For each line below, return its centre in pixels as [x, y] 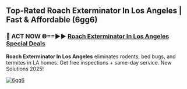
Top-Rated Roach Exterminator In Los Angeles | [94, 11]
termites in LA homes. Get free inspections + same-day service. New [89, 62]
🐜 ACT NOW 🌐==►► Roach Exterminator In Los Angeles [88, 37]
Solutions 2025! [25, 69]
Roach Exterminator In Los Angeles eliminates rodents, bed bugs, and [91, 56]
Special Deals [26, 44]
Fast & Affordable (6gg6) [52, 20]
